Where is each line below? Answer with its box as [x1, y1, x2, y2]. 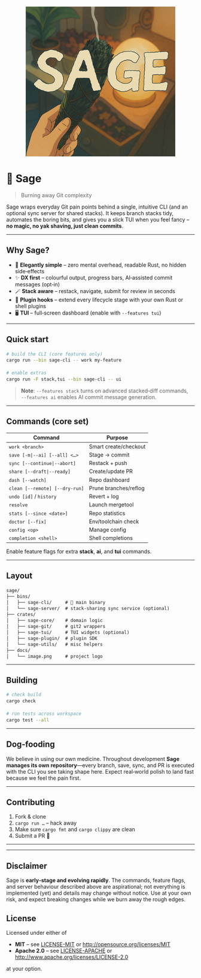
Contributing [6, 797, 55, 807]
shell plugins [14, 302, 47, 309]
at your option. [6, 965, 42, 972]
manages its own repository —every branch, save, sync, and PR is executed [6, 762, 194, 769]
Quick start [6, 334, 49, 345]
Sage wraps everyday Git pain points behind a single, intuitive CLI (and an [6, 203, 188, 210]
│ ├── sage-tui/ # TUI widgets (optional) [6, 629, 130, 635]
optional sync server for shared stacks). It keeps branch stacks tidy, [6, 209, 173, 216]
